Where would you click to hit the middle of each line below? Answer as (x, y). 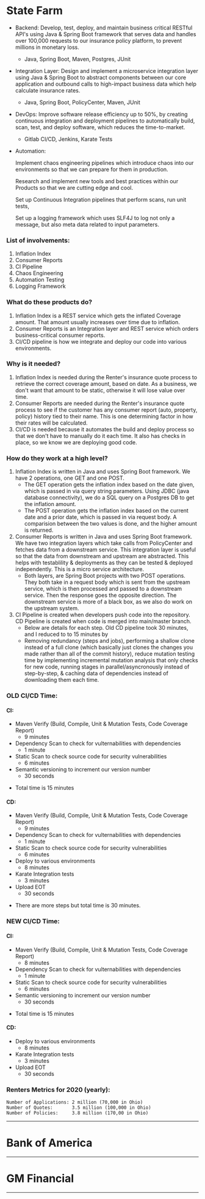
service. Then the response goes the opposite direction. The (100, 596)
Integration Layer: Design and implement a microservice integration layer (106, 70)
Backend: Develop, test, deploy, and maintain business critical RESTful (104, 28)
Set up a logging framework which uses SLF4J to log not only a (95, 217)
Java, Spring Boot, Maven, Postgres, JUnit (77, 59)
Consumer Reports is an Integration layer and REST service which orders (107, 328)
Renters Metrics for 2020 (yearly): (58, 1089)
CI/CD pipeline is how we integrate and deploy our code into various (101, 341)
